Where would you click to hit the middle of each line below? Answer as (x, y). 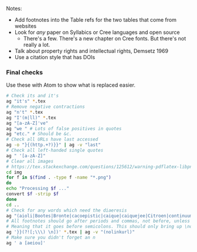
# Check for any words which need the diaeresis (67, 210)
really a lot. (37, 45)
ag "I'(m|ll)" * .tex (31, 118)
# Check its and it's (33, 96)
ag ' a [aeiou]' (26, 243)
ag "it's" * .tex (26, 101)
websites (26, 26)
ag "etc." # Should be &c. (39, 134)
